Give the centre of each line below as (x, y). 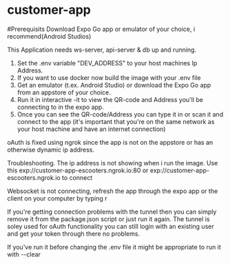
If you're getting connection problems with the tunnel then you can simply (112, 212)
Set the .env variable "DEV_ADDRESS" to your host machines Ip (107, 63)
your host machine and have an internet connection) (91, 129)
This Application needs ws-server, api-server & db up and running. (102, 50)
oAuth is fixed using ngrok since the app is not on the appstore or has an (110, 142)
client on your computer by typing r (57, 198)
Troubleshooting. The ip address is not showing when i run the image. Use (113, 163)
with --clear (24, 254)
